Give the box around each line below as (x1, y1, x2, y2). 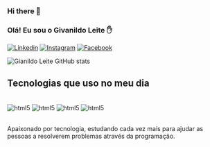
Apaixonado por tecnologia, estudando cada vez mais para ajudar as (7, 124, 203, 132)
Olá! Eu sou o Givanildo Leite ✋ (7, 25, 113, 35)
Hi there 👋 (7, 6, 42, 16)
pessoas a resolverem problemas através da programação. (7, 132, 175, 140)
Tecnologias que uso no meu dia (7, 77, 150, 89)
